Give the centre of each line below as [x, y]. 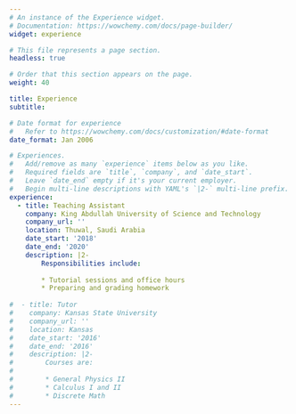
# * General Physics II [67, 379]
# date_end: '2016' [51, 346]
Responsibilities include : [91, 264]
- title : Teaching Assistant [71, 206]
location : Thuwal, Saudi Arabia [85, 231]
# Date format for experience [66, 123]
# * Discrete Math [57, 396]
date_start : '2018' [62, 239]
